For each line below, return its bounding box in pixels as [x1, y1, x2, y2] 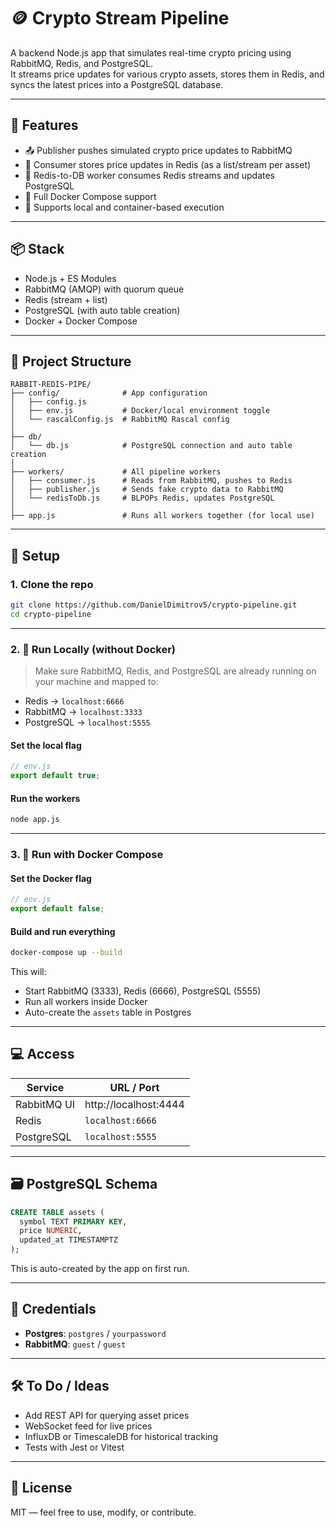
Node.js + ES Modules [24, 272, 117, 284]
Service [26, 1080, 65, 1094]
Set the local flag [10, 739, 82, 751]
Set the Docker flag [10, 872, 92, 884]
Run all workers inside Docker [24, 996, 148, 1008]
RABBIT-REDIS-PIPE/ [10, 380, 92, 390]
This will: [10, 966, 47, 978]
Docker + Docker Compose [24, 315, 138, 327]
